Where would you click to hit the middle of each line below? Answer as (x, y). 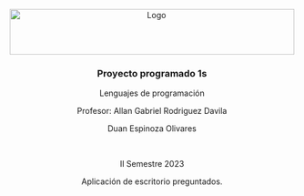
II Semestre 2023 (152, 164)
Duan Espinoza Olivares (152, 129)
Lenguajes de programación (152, 93)
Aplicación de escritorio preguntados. (152, 181)
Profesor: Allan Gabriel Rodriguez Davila (152, 111)
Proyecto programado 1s (152, 73)
